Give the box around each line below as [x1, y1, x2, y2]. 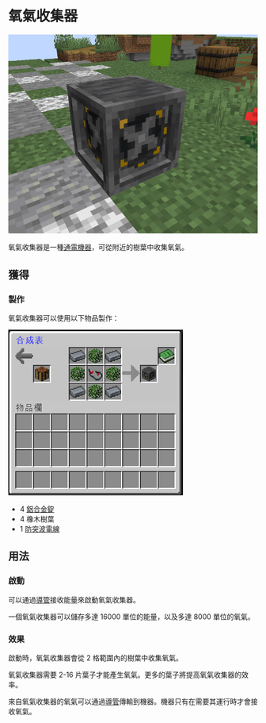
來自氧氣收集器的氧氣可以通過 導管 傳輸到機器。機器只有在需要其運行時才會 [8, 696, 251, 706]
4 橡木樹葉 [19, 513, 55, 524]
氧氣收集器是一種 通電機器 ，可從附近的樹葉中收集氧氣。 [8, 243, 188, 252]
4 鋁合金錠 [19, 504, 55, 513]
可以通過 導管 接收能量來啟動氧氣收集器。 [8, 594, 140, 604]
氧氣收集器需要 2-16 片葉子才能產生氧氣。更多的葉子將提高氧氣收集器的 [8, 670, 242, 679]
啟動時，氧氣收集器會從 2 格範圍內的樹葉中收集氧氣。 [8, 652, 184, 663]
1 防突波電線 [19, 524, 60, 533]
